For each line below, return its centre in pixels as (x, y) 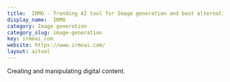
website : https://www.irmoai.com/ (56, 45)
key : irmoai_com (30, 39)
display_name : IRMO (37, 20)
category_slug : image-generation (55, 32)
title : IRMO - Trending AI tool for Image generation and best (101, 13)
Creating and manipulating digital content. (66, 71)
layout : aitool (29, 52)
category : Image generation (47, 26)
